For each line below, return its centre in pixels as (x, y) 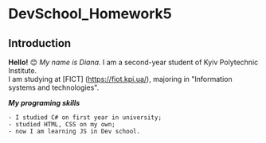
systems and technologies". (54, 87)
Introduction (40, 43)
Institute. (23, 71)
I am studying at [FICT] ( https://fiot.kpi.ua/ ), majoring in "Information (120, 79)
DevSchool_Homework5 (90, 14)
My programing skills (44, 103)
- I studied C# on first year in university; (85, 118)
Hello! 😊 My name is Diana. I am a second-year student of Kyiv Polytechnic (133, 62)
